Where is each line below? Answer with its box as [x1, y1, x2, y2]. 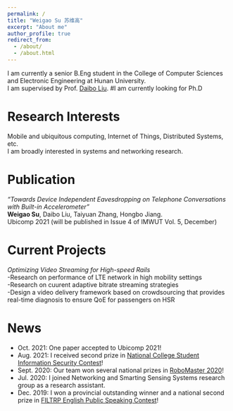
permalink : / [7, 10, 46, 18]
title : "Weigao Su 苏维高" [7, 17, 83, 24]
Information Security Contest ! [17, 358, 103, 367]
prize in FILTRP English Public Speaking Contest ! [17, 395, 159, 404]
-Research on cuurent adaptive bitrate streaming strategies [7, 280, 179, 289]
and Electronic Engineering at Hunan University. [7, 76, 146, 85]
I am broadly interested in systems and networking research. [7, 147, 183, 155]
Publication [7, 172, 75, 188]
